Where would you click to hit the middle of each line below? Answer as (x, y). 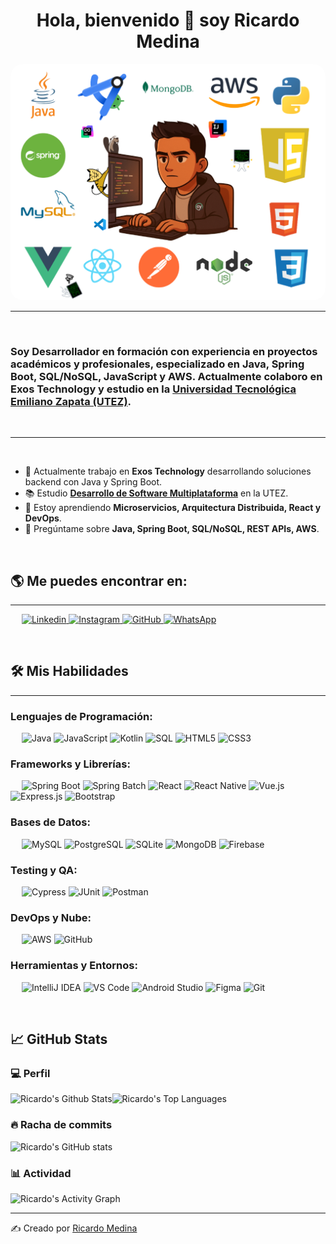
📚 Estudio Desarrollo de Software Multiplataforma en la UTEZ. (156, 493)
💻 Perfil (30, 1073)
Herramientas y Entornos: (74, 966)
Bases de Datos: (50, 822)
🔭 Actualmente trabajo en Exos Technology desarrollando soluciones (168, 471)
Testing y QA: (44, 870)
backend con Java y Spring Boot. (93, 482)
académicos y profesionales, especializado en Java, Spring (157, 364)
